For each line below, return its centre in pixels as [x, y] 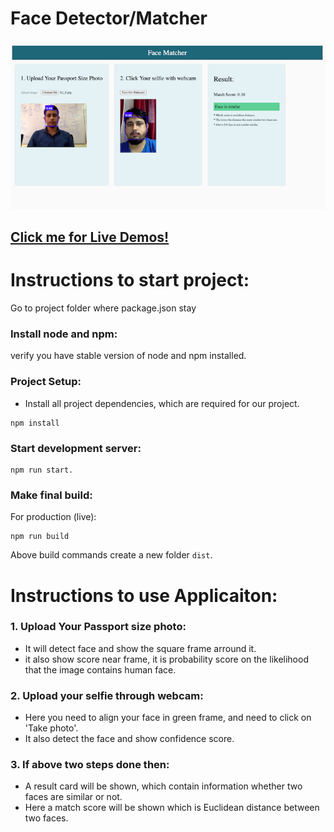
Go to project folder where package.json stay [103, 308]
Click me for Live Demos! [90, 237]
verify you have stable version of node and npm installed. [128, 356]
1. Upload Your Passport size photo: [98, 627]
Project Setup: [46, 382]
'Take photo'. [51, 728]
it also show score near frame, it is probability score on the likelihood [166, 659]
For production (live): [53, 517]
